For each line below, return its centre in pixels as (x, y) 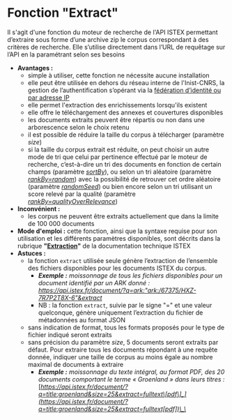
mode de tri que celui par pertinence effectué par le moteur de (117, 157)
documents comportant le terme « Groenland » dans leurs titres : (131, 379)
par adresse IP (48, 97)
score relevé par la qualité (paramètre (82, 194)
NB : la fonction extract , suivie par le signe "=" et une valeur (125, 305)
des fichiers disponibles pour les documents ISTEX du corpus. (117, 268)
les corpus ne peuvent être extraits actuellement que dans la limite (123, 216)
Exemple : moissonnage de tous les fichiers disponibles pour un (130, 275)
